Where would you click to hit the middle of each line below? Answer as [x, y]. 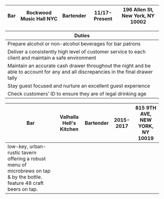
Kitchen [69, 129]
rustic [14, 152]
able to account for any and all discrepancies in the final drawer [80, 72]
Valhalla [69, 117]
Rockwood [39, 13]
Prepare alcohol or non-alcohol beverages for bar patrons [74, 44]
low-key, [18, 147]
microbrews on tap [29, 171]
